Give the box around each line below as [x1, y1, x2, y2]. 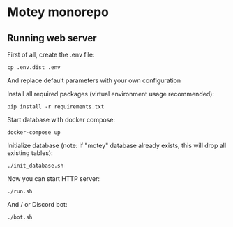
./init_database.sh [7, 162, 64, 169]
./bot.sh [7, 214, 33, 221]
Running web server [7, 32, 97, 44]
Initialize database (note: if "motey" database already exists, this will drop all [7, 141, 227, 149]
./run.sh [7, 188, 33, 195]
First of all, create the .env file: [7, 50, 95, 59]
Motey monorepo [7, 4, 110, 20]
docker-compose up [7, 129, 61, 136]
